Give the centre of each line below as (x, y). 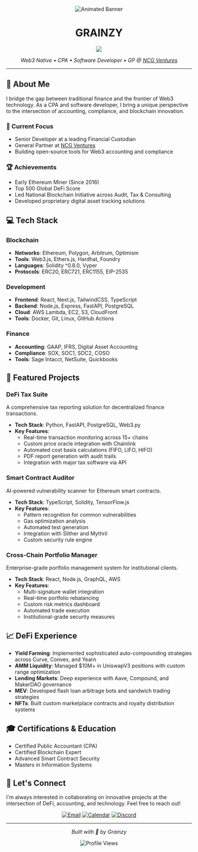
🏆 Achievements (32, 167)
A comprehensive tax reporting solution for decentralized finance (85, 407)
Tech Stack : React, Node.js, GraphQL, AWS (67, 579)
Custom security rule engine (58, 540)
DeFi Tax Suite (27, 394)
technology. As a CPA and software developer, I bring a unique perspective (97, 105)
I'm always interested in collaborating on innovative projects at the (86, 797)
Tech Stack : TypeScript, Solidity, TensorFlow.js (72, 502)
